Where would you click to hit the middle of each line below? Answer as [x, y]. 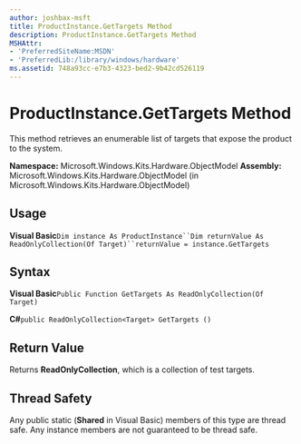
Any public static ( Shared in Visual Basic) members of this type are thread [148, 420]
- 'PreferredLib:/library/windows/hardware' [95, 60]
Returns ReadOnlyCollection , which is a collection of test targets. [132, 370]
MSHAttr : [26, 43]
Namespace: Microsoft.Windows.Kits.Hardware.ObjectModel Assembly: [146, 165]
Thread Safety [51, 398]
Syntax [30, 272]
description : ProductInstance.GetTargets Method [103, 35]
